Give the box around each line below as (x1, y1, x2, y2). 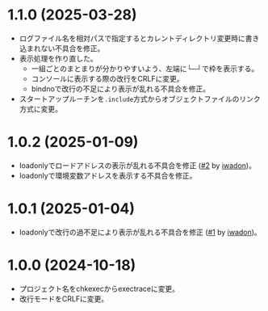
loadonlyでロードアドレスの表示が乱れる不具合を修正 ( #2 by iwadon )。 (19, 160, 256, 170)
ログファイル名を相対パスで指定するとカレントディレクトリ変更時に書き (19, 33, 260, 43)
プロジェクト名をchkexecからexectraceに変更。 (19, 284, 179, 293)
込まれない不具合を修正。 (19, 43, 105, 53)
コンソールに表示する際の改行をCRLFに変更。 (31, 74, 185, 83)
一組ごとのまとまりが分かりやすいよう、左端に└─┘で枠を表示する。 (31, 63, 259, 74)
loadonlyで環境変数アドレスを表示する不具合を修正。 (19, 170, 197, 180)
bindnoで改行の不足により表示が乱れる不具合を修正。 (31, 83, 211, 94)
